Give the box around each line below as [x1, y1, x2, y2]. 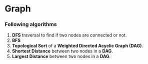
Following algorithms [4, 21, 57, 28]
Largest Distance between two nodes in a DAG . [11, 53, 111, 59]
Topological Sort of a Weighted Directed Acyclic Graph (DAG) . [11, 43, 143, 49]
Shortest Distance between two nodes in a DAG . [11, 48, 113, 54]
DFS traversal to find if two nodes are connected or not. [11, 32, 127, 38]
